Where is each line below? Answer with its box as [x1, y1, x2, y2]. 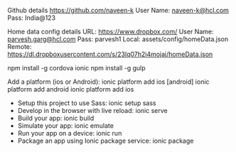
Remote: [7, 43, 32, 50]
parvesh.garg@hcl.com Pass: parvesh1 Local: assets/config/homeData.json [7, 35, 229, 43]
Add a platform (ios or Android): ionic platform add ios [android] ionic [7, 77, 210, 86]
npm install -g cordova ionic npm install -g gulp [7, 64, 146, 72]
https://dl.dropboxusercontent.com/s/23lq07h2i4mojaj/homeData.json [7, 50, 213, 58]
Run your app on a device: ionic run [17, 129, 122, 137]
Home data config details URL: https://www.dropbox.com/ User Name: [7, 28, 214, 36]
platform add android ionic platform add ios [7, 85, 134, 93]
